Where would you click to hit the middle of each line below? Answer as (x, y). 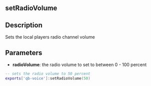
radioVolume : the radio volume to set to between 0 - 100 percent (79, 65)
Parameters (24, 52)
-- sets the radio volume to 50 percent (48, 74)
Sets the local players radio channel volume (50, 37)
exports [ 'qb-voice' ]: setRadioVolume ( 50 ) (48, 78)
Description (24, 25)
